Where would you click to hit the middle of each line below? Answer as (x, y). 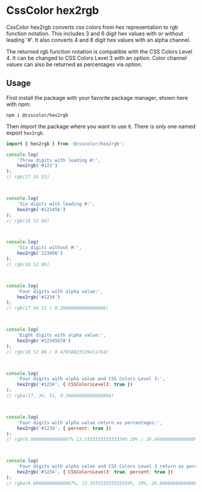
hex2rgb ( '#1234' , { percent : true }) (64, 428)
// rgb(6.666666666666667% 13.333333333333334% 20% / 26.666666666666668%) (103, 440)
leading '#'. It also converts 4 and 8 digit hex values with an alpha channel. (99, 40)
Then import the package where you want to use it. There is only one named (101, 126)
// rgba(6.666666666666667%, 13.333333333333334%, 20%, (78, 483)
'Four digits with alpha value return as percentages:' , (90, 423)
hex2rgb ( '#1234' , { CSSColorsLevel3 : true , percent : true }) (95, 472)
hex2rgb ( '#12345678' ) (44, 340)
